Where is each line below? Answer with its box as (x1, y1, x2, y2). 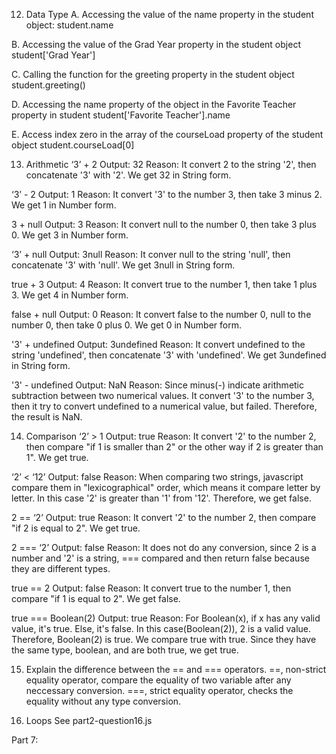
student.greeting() (11, 79, 86, 91)
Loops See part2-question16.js (25, 715, 153, 726)
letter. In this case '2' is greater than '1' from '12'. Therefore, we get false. (11, 492, 312, 504)
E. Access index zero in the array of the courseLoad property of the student (11, 129, 324, 140)
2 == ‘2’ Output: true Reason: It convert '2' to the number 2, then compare (11, 512, 317, 523)
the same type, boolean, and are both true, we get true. (11, 644, 239, 656)
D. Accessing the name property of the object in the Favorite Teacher (11, 99, 297, 110)
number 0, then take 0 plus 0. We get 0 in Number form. (11, 319, 242, 331)
